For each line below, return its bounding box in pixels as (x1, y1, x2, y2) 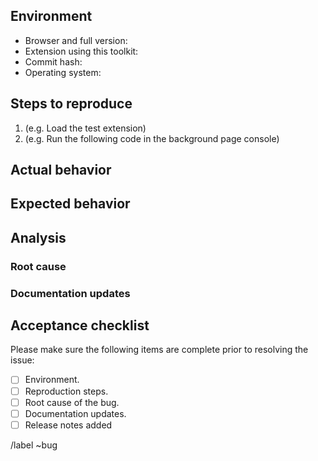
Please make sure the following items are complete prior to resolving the (10, 344, 309, 356)
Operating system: (24, 66, 102, 78)
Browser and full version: (24, 34, 128, 46)
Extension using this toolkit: (24, 45, 139, 57)
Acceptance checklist (10, 317, 150, 334)
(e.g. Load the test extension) (24, 122, 147, 134)
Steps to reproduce (10, 95, 133, 113)
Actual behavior (10, 162, 112, 179)
